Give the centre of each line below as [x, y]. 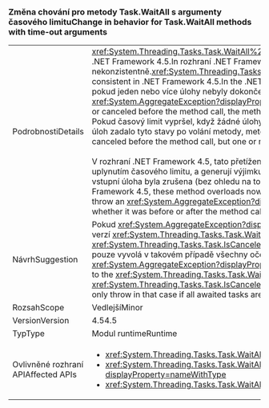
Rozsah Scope [38, 308]
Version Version [41, 321]
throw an [108, 202]
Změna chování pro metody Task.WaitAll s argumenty [115, 12]
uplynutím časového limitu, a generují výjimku [177, 172]
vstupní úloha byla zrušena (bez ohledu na [171, 182]
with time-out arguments [58, 32]
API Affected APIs [45, 374]
